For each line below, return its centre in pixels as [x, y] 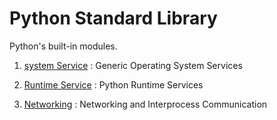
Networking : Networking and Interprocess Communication [145, 104]
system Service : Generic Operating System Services [133, 65]
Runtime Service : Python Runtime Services [113, 84]
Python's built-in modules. [63, 46]
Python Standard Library [113, 18]
